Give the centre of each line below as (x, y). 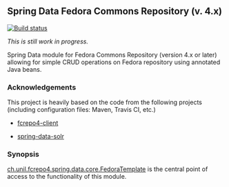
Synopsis (23, 155)
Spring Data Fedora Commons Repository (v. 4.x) (115, 11)
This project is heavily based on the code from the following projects (104, 102)
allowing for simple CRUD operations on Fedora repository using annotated (114, 62)
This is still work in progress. (48, 41)
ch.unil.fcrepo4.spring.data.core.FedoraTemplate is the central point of (108, 169)
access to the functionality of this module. (67, 177)
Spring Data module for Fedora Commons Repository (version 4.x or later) (112, 55)
